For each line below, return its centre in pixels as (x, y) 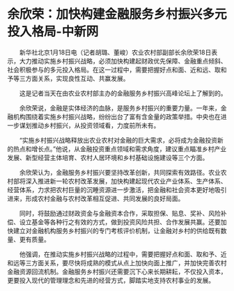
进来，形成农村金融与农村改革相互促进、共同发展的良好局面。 (96, 198)
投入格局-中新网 (53, 32)
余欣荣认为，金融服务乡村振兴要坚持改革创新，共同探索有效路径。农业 (120, 172)
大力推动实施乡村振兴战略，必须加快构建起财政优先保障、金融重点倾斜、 (123, 61)
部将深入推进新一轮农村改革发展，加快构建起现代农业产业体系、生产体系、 (120, 181)
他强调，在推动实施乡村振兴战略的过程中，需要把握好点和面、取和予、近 (123, 254)
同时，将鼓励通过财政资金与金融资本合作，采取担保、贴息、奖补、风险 (120, 213)
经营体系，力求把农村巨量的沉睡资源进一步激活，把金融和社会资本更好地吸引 (117, 189)
